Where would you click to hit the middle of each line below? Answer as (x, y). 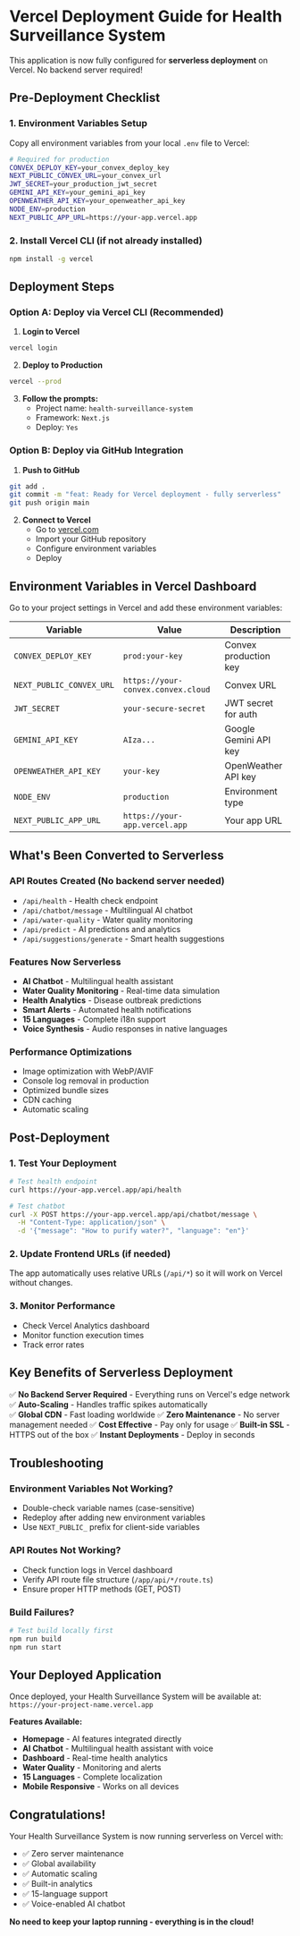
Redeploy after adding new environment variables (113, 1517)
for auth (241, 714)
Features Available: (46, 1722)
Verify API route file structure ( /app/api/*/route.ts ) (118, 1579)
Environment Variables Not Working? (92, 1489)
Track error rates (53, 1345)
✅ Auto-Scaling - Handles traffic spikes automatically (108, 1404)
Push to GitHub (51, 470)
